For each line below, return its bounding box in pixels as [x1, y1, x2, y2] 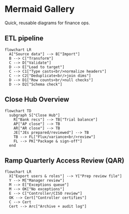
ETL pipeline [4, 34, 44, 43]
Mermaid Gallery [4, 3, 75, 15]
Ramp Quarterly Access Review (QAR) [4, 156, 125, 165]
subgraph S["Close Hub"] [9, 113, 60, 118]
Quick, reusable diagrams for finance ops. [4, 20, 90, 26]
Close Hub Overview [4, 95, 70, 104]
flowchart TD [4, 108, 32, 113]
